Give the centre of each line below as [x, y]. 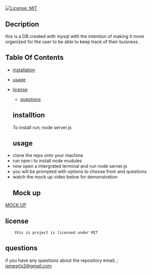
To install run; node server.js [42, 127]
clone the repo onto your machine [48, 155]
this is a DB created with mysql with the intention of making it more [75, 36]
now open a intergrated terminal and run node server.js [70, 166]
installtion [29, 115]
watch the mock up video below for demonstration [65, 177]
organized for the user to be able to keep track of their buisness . [73, 42]
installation [24, 70]
